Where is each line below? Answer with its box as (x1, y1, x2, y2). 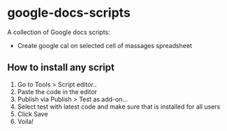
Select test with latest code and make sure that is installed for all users (17, 102, 221, 111)
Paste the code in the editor (17, 87, 98, 95)
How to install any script (7, 61, 115, 74)
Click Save (17, 109, 48, 118)
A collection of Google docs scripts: (7, 28, 110, 36)
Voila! (17, 117, 34, 125)
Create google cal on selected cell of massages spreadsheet (17, 41, 192, 49)
